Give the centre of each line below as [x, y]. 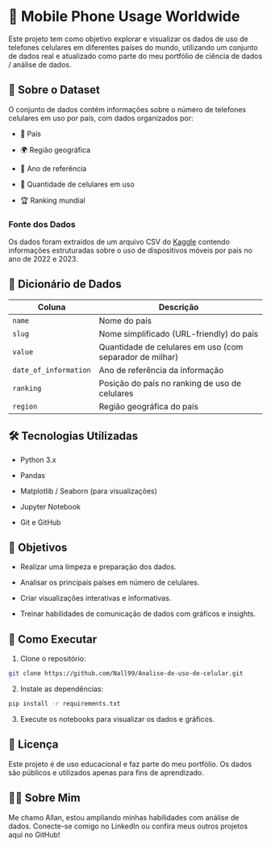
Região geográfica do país [149, 406]
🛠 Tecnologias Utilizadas [73, 436]
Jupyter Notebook [50, 506]
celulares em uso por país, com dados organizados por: [101, 118]
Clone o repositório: [53, 659]
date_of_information [52, 370]
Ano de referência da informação [161, 370]
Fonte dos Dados [42, 224]
